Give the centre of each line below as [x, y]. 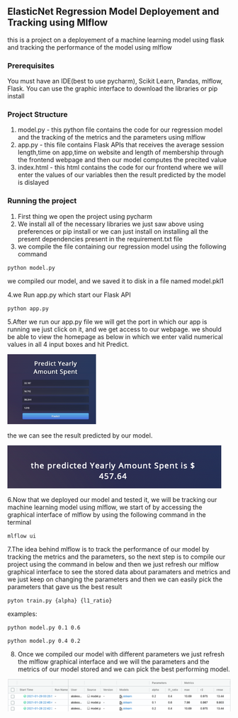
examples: [22, 614]
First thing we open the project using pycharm [85, 216]
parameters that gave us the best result [65, 587]
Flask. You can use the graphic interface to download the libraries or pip [113, 89]
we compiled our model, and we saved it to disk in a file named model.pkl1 [116, 281]
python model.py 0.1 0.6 [44, 628]
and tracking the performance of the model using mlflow [90, 47]
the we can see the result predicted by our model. [80, 435]
